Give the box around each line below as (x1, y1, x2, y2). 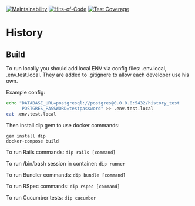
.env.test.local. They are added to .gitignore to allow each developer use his (6, 71, 190, 78)
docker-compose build (6, 138, 59, 144)
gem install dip (6, 133, 46, 139)
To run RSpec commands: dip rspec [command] (6, 183, 120, 190)
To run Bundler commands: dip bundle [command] (6, 171, 126, 178)
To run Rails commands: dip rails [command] (6, 148, 116, 156)
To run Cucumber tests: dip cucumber (6, 194, 96, 201)
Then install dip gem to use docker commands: (6, 121, 120, 129)
